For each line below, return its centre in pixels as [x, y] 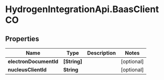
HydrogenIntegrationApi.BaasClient [82, 9]
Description [101, 53]
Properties [22, 39]
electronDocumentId [33, 62]
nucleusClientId [27, 70]
